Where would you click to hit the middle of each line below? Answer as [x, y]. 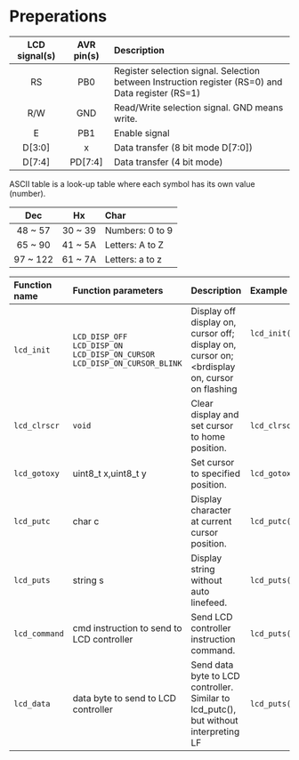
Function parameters [118, 290]
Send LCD [212, 617]
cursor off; [213, 333]
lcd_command [39, 633]
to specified [215, 473]
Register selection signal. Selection [187, 70]
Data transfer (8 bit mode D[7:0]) [184, 147]
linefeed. [209, 602]
